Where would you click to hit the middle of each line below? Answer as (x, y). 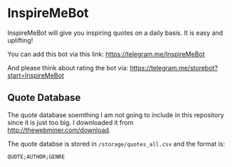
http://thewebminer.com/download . (59, 130)
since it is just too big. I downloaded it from (70, 122)
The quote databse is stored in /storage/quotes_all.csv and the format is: (116, 144)
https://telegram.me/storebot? (174, 68)
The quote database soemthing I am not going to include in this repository (116, 114)
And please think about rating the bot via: (68, 68)
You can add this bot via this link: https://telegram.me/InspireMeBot (106, 54)
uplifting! (20, 40)
